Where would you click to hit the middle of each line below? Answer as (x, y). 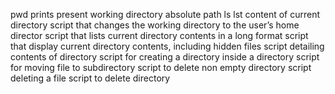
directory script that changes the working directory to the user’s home (155, 25)
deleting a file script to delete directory (90, 78)
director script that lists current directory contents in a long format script (159, 35)
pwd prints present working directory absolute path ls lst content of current (165, 14)
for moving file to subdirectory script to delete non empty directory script (161, 67)
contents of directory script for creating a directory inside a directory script (165, 57)
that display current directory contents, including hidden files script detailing (167, 46)
